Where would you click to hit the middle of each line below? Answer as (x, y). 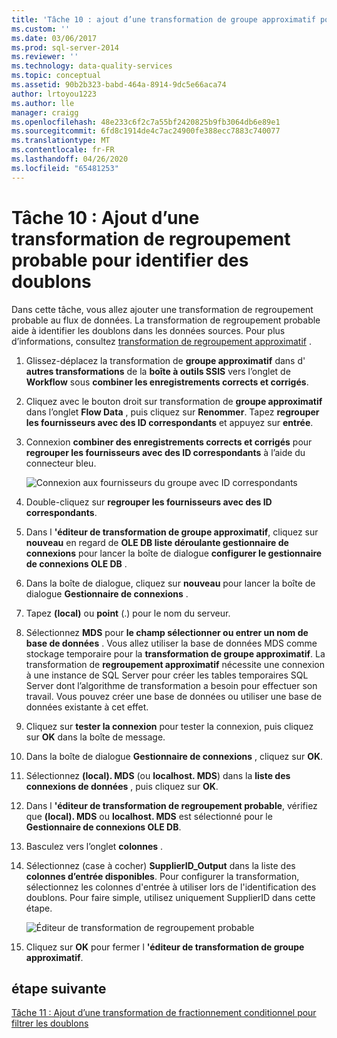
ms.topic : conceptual (56, 76)
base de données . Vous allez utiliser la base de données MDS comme (171, 643)
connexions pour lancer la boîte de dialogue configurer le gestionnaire (174, 553)
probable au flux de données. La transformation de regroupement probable (166, 320)
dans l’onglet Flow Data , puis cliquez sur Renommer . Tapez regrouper (172, 412)
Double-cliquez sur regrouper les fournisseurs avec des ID (149, 502)
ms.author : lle (43, 103)
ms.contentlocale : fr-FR (63, 150)
